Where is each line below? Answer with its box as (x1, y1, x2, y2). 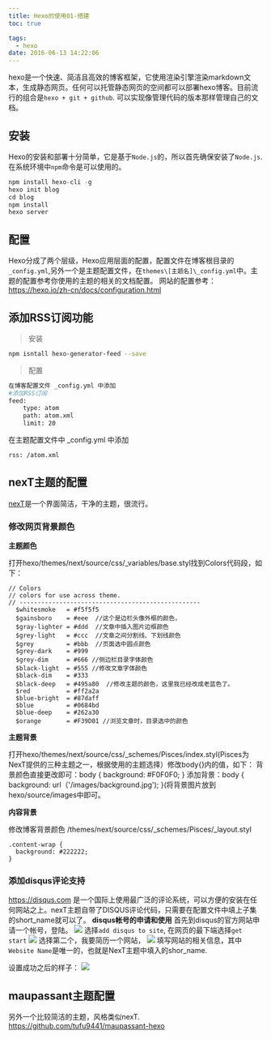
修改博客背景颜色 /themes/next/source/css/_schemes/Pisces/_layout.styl (8, 824, 252, 835)
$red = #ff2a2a (15, 687, 100, 695)
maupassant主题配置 (8, 989, 116, 1003)
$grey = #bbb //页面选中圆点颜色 (15, 640, 151, 648)
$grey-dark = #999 (15, 648, 89, 656)
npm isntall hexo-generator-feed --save (8, 349, 147, 357)
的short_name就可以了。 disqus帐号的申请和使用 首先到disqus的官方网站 (8, 915, 253, 925)
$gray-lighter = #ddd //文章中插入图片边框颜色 (15, 623, 169, 631)
